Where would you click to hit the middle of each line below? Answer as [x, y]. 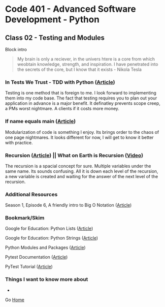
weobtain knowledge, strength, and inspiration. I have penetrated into [88, 64]
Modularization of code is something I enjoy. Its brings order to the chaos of [82, 132]
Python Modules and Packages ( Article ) [46, 247]
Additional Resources [31, 194]
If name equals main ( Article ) [40, 122]
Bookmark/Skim [25, 218]
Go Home [15, 300]
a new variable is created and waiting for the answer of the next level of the [82, 176]
